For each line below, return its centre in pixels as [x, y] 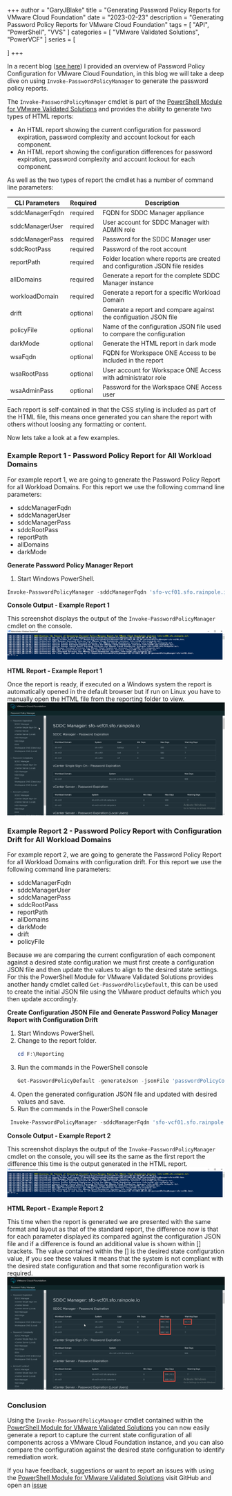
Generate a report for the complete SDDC [161, 275]
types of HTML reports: [40, 116]
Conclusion [27, 1405]
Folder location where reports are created [162, 258]
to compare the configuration [144, 334]
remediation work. [33, 1457]
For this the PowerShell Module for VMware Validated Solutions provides [110, 977]
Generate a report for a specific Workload [162, 293]
